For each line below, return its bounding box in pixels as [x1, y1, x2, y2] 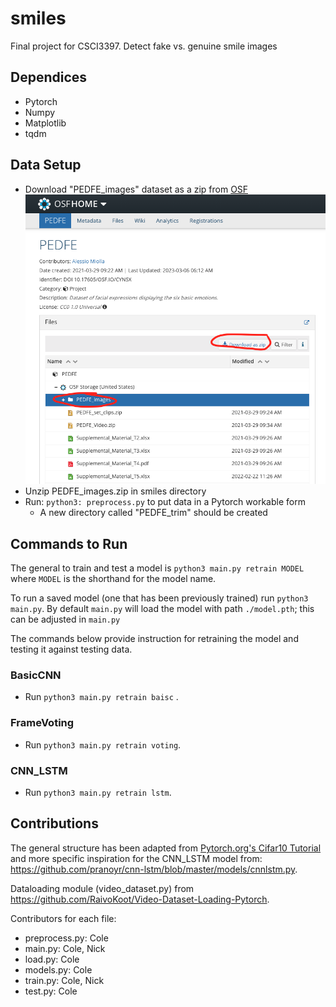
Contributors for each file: [10, 912, 117, 924]
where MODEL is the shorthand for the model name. [10, 573, 217, 585]
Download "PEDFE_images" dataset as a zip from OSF [24, 183, 249, 195]
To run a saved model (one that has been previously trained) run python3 [10, 592, 309, 604]
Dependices [10, 69, 88, 86]
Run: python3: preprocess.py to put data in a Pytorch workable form [24, 496, 306, 508]
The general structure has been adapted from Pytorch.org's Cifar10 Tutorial [10, 842, 322, 854]
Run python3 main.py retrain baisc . [24, 691, 179, 703]
